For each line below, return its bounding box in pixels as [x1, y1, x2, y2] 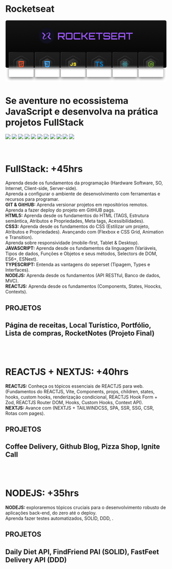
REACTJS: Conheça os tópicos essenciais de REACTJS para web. [5, 383, 144, 389]
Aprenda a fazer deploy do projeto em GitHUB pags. [5, 207, 115, 213]
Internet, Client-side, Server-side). [5, 185, 78, 192]
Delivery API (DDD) [5, 555, 67, 564]
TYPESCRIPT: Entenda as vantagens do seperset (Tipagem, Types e [5, 262, 150, 268]
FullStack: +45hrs [5, 163, 83, 175]
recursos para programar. [5, 196, 59, 202]
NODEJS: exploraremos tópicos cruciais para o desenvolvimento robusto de [5, 504, 166, 510]
